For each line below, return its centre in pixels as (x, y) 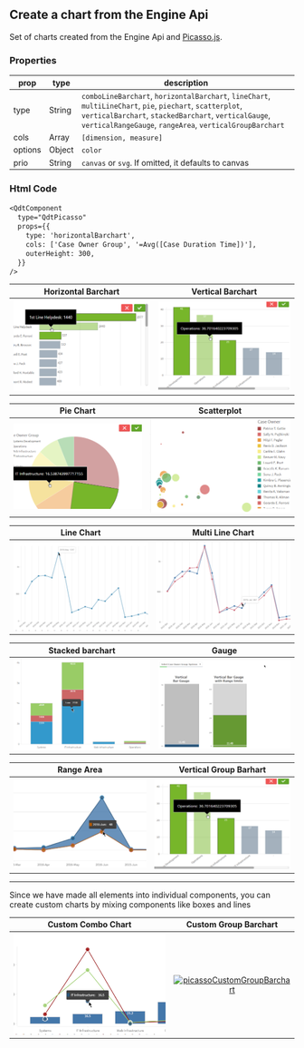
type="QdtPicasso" (52, 218)
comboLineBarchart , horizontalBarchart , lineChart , (176, 95)
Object (62, 150)
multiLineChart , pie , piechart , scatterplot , (161, 105)
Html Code (33, 189)
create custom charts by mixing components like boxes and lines (130, 904)
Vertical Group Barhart (223, 769)
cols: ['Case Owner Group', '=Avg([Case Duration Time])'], (141, 245)
